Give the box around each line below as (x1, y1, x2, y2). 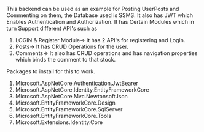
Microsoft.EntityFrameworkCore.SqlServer (15, 106, 123, 112)
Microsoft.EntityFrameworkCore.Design (15, 99, 116, 106)
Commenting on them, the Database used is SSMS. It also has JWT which (6, 12, 194, 19)
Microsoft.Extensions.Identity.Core (15, 119, 103, 126)
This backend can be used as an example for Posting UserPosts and (6, 5, 179, 12)
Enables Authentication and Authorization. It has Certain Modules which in (6, 18, 195, 25)
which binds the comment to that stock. (15, 56, 116, 63)
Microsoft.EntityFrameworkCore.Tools (15, 112, 112, 119)
